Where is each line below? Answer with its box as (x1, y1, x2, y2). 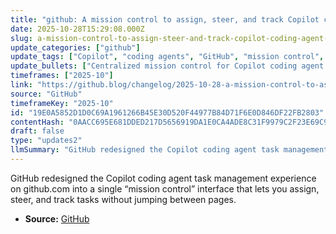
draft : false (10, 126, 65, 136)
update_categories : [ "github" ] (10, 42, 141, 53)
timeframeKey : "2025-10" (10, 98, 114, 108)
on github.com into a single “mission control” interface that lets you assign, (10, 182, 320, 195)
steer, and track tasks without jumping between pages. (10, 193, 237, 205)
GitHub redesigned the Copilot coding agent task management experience (10, 172, 317, 184)
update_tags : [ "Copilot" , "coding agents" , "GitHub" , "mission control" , (10, 52, 325, 62)
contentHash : (10, 117, 65, 127)
